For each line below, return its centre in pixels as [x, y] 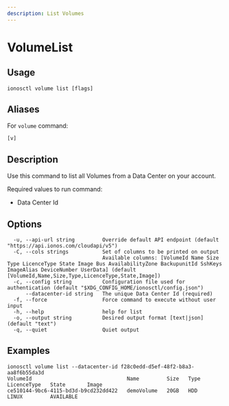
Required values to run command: [55, 189]
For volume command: [38, 126]
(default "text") [32, 324]
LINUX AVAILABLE [43, 396]
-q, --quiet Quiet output [76, 330]
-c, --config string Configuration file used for [99, 282]
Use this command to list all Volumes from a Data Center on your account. [111, 176]
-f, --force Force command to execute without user [114, 300]
